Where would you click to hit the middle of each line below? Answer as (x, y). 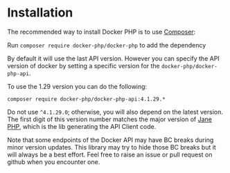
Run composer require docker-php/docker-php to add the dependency (107, 45)
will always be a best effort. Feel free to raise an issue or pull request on (110, 154)
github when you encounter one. (54, 162)
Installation (40, 13)
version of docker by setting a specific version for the (84, 65)
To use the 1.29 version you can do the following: (77, 86)
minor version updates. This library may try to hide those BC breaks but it (112, 147)
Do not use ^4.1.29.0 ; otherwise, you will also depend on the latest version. (115, 112)
